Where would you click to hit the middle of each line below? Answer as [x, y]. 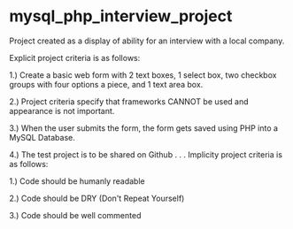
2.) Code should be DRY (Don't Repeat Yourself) [97, 198]
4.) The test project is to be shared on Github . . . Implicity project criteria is [146, 154]
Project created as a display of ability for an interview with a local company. [147, 41]
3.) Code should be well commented [75, 215]
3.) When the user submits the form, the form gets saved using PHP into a [144, 128]
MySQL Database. [42, 137]
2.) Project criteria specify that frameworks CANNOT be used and [129, 101]
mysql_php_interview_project [121, 16]
